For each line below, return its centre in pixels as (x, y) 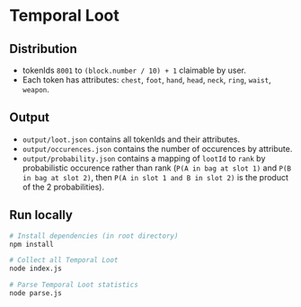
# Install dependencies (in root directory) (94, 236)
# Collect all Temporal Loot (64, 260)
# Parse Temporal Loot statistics (74, 285)
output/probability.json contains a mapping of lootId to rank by (144, 158)
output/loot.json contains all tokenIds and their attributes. (131, 139)
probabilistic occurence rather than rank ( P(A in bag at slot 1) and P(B (157, 168)
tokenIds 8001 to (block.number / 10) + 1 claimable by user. (134, 70)
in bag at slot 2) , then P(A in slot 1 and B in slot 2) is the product (155, 177)
